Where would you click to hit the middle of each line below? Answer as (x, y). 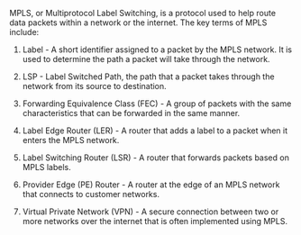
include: (24, 32)
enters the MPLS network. (71, 140)
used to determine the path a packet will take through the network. (146, 59)
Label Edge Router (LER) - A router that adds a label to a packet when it (155, 131)
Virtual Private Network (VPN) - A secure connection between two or (150, 212)
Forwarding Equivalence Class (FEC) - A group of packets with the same (157, 104)
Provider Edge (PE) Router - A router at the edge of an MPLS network (151, 185)
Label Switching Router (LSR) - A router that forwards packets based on (156, 158)
